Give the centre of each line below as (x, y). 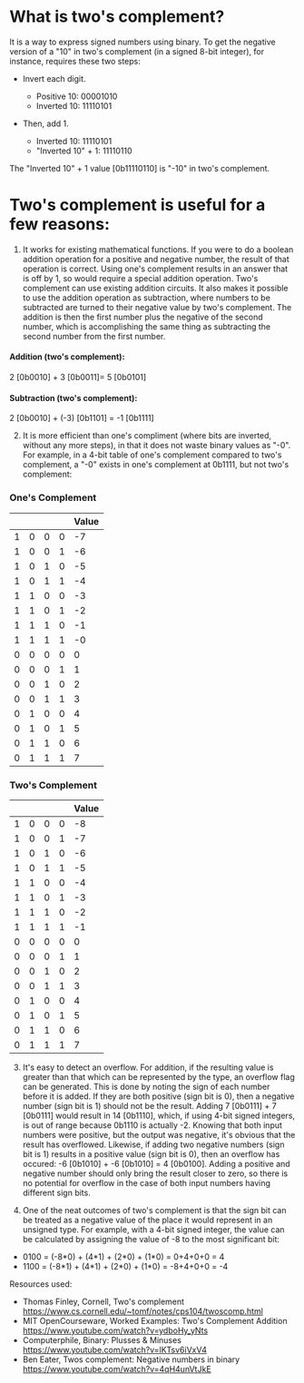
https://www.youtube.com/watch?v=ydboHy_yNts (115, 1330)
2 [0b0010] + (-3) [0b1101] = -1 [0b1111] (82, 418)
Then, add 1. (46, 123)
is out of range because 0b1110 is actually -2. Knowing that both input (152, 1125)
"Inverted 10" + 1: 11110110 (84, 151)
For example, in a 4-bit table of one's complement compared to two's (152, 455)
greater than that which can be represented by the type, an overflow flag (158, 1076)
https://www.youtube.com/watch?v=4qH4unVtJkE (117, 1368)
